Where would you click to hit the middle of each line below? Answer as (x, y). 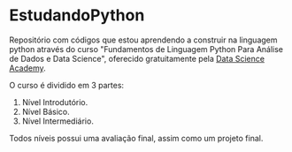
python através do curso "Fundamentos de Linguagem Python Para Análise (146, 49)
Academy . (27, 68)
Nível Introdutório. (55, 102)
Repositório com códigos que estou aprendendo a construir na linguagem (143, 40)
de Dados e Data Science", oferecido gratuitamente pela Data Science (137, 58)
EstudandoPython (77, 15)
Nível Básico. (46, 111)
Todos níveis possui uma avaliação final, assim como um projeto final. (136, 138)
